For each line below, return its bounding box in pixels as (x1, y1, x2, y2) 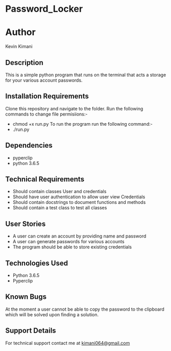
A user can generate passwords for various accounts (12, 239, 125, 245)
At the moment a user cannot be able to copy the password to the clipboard (5, 306, 165, 312)
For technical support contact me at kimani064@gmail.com (5, 340, 130, 346)
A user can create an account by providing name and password (12, 233, 146, 239)
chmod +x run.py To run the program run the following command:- (12, 121, 153, 127)
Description (5, 58, 43, 67)
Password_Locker (5, 3, 83, 15)
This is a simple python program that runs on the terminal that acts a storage (5, 72, 166, 78)
